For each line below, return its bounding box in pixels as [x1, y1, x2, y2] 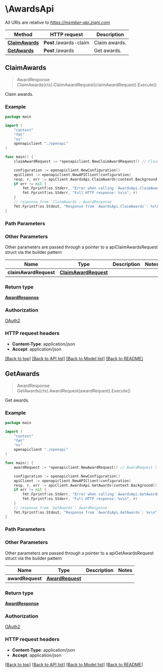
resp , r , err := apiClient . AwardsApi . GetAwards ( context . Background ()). [14, 483, 162, 488]
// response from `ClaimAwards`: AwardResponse [14, 199, 112, 205]
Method [14, 31, 33, 37]
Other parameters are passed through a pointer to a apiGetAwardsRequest [5, 550, 154, 556]
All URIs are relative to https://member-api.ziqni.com [5, 19, 110, 25]
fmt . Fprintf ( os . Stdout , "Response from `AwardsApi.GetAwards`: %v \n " [14, 510, 158, 515]
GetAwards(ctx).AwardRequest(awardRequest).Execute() [16, 388, 131, 393]
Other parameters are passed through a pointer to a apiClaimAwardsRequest [5, 244, 158, 250]
